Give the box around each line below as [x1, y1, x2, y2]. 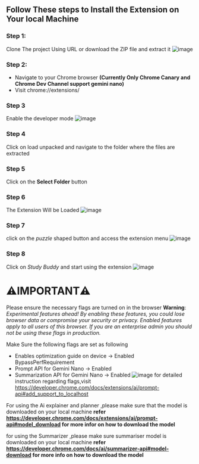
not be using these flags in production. [6, 329, 101, 336]
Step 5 [6, 164, 26, 173]
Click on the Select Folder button [6, 178, 88, 185]
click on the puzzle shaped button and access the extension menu [6, 235, 169, 242]
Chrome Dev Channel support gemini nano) [14, 80, 125, 87]
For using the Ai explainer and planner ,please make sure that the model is [6, 401, 188, 409]
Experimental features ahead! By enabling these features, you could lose [6, 310, 185, 317]
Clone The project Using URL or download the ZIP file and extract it [6, 45, 171, 52]
